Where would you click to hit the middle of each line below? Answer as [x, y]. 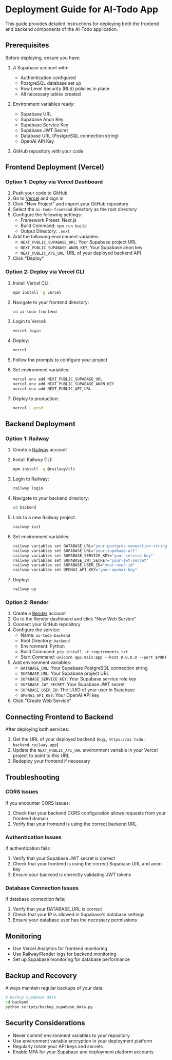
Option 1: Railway [27, 439]
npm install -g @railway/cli [44, 469]
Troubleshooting [33, 777]
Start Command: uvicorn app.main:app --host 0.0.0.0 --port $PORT [93, 657]
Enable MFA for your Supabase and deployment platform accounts [83, 1052]
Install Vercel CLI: [31, 283]
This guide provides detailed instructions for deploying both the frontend [82, 24]
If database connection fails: [35, 899]
